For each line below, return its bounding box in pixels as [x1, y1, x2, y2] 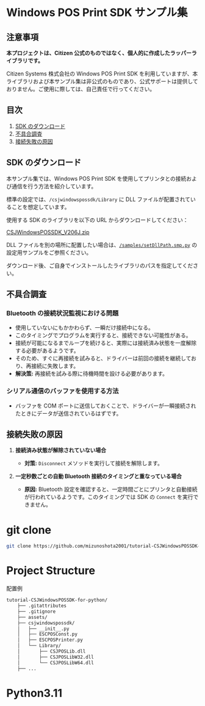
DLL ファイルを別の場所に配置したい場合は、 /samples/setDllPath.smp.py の [6, 241, 197, 248]
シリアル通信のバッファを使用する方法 [6, 387, 119, 395]
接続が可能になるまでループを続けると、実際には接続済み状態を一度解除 [15, 340, 197, 347]
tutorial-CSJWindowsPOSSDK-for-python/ [6, 597, 108, 604]
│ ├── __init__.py [17, 626, 70, 632]
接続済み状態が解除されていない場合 [15, 447, 107, 454]
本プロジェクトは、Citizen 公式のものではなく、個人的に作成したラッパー [6, 50, 192, 56]
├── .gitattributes [17, 603, 67, 609]
